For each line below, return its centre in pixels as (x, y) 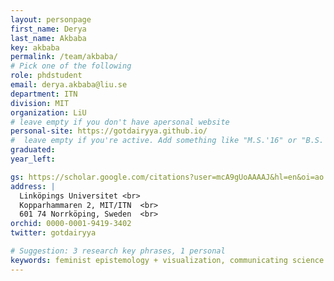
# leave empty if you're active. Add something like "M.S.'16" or (154, 141)
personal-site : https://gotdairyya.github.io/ (109, 131)
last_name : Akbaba (48, 38)
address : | (33, 186)
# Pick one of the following (71, 66)
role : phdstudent (46, 76)
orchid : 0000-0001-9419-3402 (71, 224)
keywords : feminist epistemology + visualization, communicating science (167, 260)
